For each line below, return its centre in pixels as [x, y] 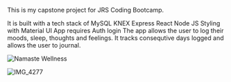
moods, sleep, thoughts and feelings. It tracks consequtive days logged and [115, 38]
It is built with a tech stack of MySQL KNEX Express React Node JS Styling [114, 23]
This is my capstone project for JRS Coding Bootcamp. [86, 10]
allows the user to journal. [44, 45]
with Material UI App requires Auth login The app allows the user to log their [115, 31]
